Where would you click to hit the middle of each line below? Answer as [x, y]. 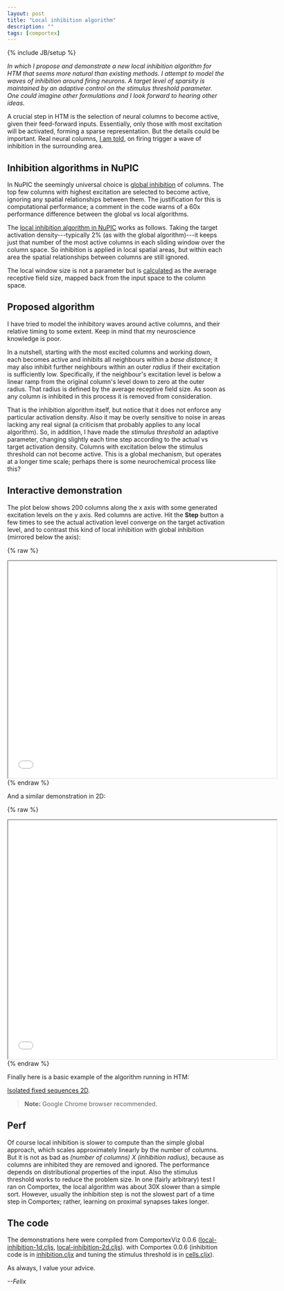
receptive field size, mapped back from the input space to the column [106, 278]
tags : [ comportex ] [34, 33]
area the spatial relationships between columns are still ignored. [98, 257]
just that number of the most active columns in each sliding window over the [116, 242]
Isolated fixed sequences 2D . [48, 1090]
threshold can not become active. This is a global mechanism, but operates [114, 454]
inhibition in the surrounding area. [55, 146]
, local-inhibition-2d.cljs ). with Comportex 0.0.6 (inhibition [135, 1247]
